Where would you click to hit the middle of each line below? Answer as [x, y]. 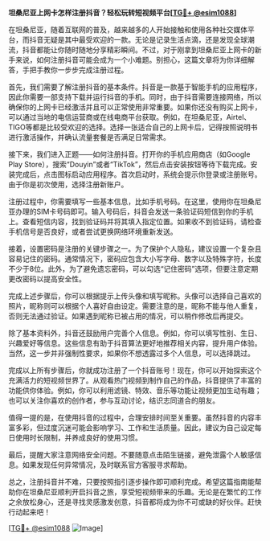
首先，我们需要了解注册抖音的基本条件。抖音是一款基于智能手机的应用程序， [135, 87]
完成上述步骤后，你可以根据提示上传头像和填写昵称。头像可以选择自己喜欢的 [135, 296]
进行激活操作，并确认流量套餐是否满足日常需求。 [89, 137]
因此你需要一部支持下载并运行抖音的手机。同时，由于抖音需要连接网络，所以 [135, 97]
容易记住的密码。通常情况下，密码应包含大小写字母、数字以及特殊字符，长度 [135, 259]
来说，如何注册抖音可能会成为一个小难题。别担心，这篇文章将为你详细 [131, 60]
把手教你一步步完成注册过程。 [79, 70]
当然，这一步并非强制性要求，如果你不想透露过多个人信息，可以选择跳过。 [131, 353]
